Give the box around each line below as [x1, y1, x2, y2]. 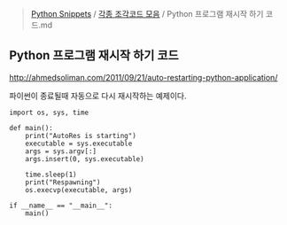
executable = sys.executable [25, 139, 133, 148]
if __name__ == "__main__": [9, 201, 113, 210]
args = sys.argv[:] [25, 146, 97, 156]
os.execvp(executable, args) [25, 185, 133, 194]
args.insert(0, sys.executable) [25, 154, 144, 163]
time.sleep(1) [25, 170, 77, 179]
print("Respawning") [25, 177, 101, 187]
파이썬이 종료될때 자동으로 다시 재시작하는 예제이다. [9, 90, 187, 101]
